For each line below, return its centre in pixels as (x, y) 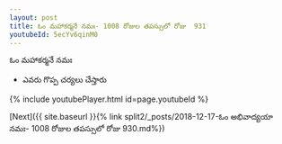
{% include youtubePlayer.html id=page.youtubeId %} (109, 99)
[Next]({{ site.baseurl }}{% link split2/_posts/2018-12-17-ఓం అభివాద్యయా (141, 117)
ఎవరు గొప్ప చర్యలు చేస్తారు (65, 80)
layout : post (34, 18)
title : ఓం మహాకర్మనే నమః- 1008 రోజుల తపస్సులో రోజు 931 (108, 26)
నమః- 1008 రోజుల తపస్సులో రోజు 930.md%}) (87, 129)
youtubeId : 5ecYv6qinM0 (54, 34)
